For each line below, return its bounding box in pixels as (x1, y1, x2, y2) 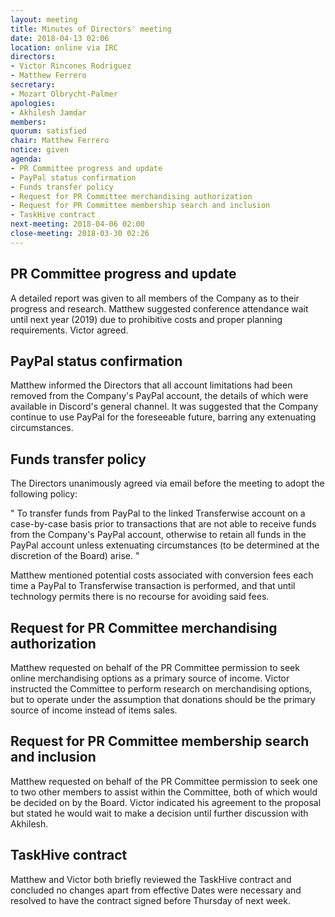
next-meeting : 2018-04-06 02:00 (10, 219, 145, 230)
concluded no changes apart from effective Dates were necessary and (10, 884, 302, 896)
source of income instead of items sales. (10, 704, 178, 716)
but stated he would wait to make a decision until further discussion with (10, 807, 309, 819)
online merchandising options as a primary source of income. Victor (10, 672, 290, 684)
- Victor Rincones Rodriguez (10, 61, 132, 71)
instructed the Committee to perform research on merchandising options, (10, 683, 312, 695)
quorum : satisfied (10, 126, 87, 136)
